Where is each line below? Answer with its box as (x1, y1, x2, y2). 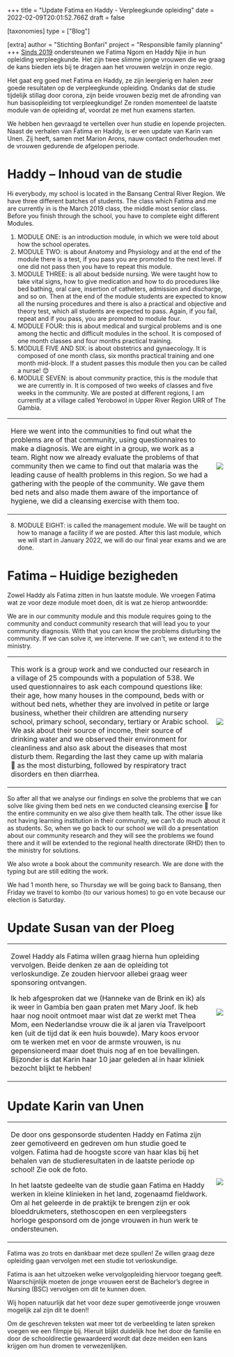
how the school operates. (17, 240, 91, 248)
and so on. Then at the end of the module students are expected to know (17, 292, 227, 300)
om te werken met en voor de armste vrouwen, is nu (10, 1037, 181, 1047)
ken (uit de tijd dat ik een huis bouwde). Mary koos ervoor (10, 1028, 200, 1038)
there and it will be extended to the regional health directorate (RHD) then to (7, 838, 225, 847)
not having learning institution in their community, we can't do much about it (7, 816, 226, 824)
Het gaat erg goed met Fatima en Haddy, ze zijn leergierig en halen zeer (7, 76, 214, 85)
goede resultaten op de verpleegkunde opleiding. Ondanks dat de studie (7, 84, 216, 92)
